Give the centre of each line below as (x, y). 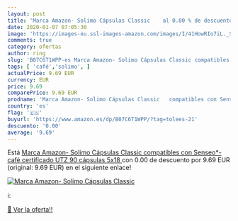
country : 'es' (28, 106)
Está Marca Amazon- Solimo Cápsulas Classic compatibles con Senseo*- (114, 152)
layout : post (27, 14)
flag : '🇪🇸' (25, 113)
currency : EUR (28, 80)
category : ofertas (34, 47)
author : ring (27, 54)
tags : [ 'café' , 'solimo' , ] (49, 67)
